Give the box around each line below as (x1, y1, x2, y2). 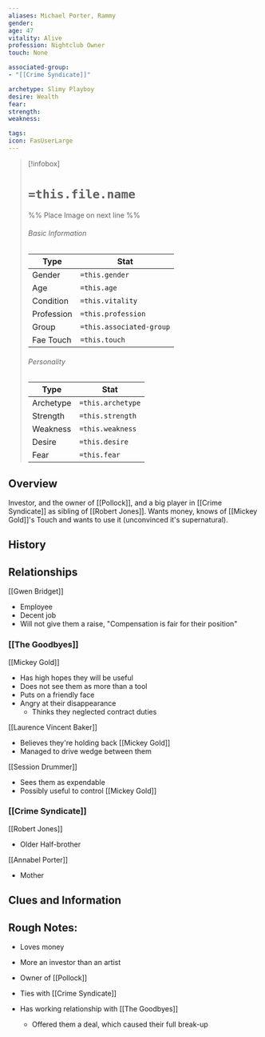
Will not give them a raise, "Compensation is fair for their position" (19, 619, 238, 629)
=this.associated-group (79, 322, 171, 332)
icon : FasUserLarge (8, 137, 73, 145)
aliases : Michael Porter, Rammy (8, 11, 116, 20)
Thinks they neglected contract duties (31, 707, 157, 716)
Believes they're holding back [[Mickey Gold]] (19, 738, 171, 747)
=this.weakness (79, 425, 137, 434)
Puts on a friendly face (19, 690, 95, 699)
